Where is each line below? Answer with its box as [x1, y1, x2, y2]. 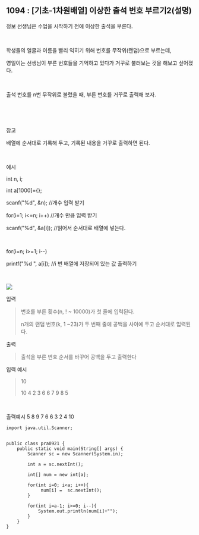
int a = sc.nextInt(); [27, 461, 84, 467]
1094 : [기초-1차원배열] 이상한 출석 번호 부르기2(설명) [6, 5, 192, 16]
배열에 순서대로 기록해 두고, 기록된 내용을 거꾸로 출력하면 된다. [6, 139, 150, 146]
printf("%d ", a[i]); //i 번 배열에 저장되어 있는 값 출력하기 [6, 260, 137, 267]
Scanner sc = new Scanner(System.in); [27, 451, 124, 457]
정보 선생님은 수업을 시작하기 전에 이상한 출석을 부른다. [6, 23, 133, 30]
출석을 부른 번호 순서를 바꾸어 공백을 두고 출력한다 [20, 353, 137, 360]
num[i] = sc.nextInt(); [40, 487, 102, 493]
